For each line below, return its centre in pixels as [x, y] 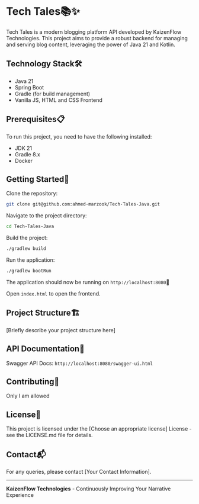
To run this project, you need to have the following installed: [79, 136]
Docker [24, 160]
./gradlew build [26, 249]
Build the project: [27, 238]
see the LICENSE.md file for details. [49, 435]
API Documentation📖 [45, 349]
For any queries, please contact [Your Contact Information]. [79, 471]
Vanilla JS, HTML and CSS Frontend [58, 100]
